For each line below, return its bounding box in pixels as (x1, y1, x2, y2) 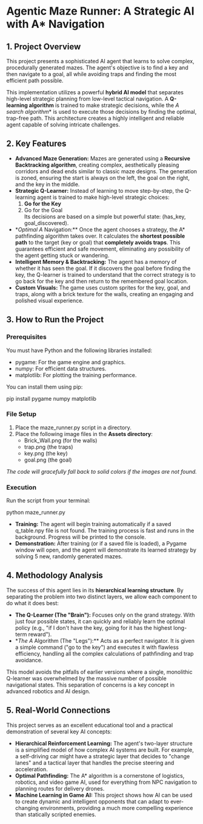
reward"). (28, 631, 52, 638)
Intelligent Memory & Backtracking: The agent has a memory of (15, 258, 177, 265)
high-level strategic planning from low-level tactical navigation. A (6, 95, 168, 102)
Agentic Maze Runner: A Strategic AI (6, 4, 195, 18)
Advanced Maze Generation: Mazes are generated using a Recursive (15, 154, 191, 162)
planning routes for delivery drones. (15, 784, 105, 792)
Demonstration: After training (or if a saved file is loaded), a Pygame (15, 540, 187, 547)
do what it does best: (6, 599, 59, 606)
